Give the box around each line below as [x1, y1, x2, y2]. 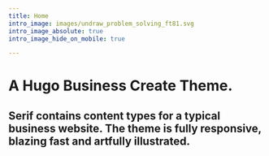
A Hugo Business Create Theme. [8, 76, 233, 95]
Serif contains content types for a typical [8, 109, 221, 123]
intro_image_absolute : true [8, 27, 104, 35]
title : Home [8, 11, 49, 20]
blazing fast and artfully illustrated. [8, 134, 191, 148]
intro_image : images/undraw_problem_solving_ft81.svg [8, 19, 195, 28]
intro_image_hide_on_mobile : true [8, 34, 126, 43]
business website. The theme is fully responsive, [8, 121, 262, 135]
